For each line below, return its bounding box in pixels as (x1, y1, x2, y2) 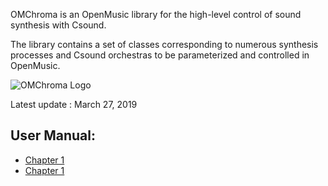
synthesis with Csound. (10, 19, 107, 31)
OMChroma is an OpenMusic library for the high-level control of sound (10, 9, 302, 20)
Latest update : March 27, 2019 (10, 99, 138, 110)
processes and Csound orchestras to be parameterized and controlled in (10, 49, 310, 61)
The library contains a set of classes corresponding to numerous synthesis (10, 39, 319, 50)
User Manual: (10, 127, 96, 144)
